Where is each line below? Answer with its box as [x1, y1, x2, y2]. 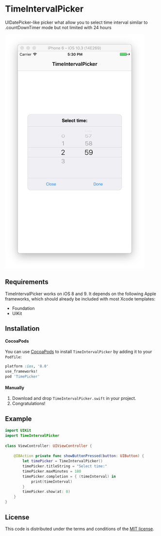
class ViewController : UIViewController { [5, 443, 92, 448]
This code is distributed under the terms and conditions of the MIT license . [5, 526, 154, 532]
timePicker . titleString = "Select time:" [22, 464, 108, 469]
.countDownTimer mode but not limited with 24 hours [5, 24, 112, 30]
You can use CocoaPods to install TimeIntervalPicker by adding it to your [5, 349, 152, 355]
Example [5, 414, 32, 423]
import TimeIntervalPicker [5, 433, 60, 438]
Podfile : [5, 354, 22, 360]
